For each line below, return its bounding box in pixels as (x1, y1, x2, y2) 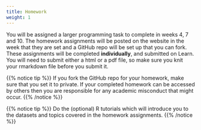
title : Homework (6, 8, 47, 15)
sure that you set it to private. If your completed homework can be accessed (6, 80, 195, 87)
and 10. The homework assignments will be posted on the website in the (6, 37, 185, 44)
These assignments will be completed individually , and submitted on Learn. (6, 50, 194, 57)
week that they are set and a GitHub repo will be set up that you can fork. (6, 43, 187, 51)
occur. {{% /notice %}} (6, 93, 63, 101)
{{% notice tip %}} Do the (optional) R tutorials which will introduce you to (6, 105, 189, 112)
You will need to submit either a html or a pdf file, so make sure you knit (6, 56, 183, 64)
